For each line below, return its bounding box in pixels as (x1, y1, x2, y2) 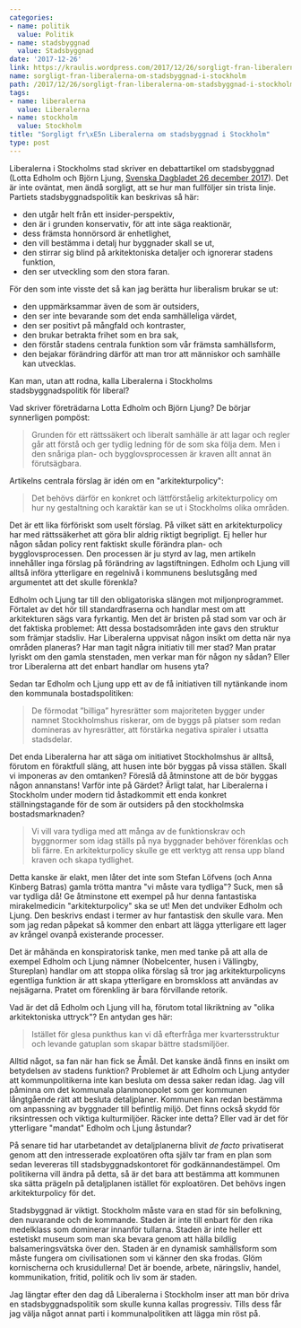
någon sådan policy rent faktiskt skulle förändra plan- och (9, 538, 223, 549)
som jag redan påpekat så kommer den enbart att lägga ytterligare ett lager (9, 919, 287, 930)
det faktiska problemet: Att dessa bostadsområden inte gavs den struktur (9, 623, 279, 633)
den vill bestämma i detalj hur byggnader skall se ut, (21, 237, 215, 248)
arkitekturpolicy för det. (9, 1187, 97, 1198)
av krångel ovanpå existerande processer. (9, 929, 164, 939)
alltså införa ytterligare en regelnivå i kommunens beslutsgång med (9, 567, 258, 578)
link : (9, 64, 30, 73)
